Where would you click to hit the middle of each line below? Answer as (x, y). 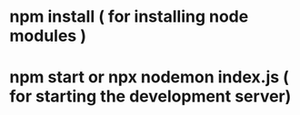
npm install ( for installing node (129, 17)
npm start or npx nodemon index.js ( (149, 77)
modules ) (48, 36)
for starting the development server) (150, 96)
